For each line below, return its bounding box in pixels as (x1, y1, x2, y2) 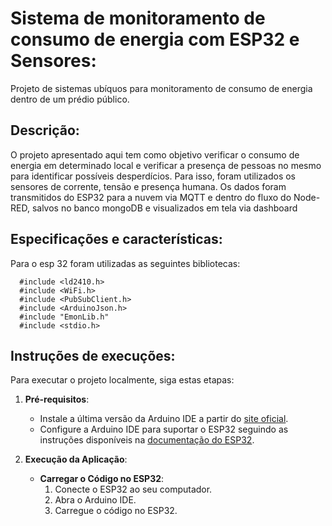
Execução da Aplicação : (24, 453, 128, 466)
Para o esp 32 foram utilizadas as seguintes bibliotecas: (10, 257, 241, 269)
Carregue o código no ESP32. (54, 505, 178, 517)
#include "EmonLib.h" (19, 312, 110, 322)
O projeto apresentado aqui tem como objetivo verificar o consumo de (10, 148, 300, 161)
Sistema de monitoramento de (10, 7, 266, 30)
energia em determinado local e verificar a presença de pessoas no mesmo (10, 159, 322, 171)
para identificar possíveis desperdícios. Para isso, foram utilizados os (10, 170, 297, 182)
